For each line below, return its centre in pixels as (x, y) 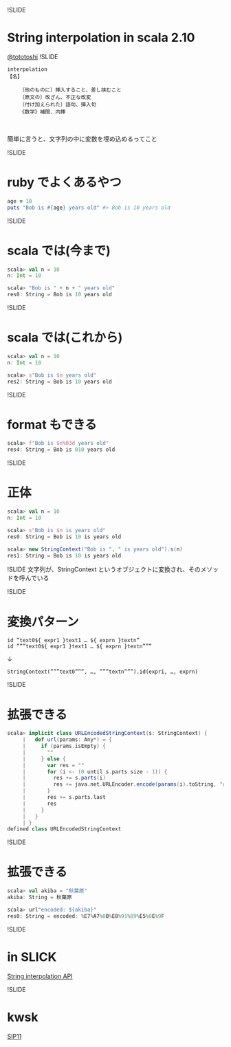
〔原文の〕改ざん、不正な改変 (55, 97)
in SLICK (32, 957)
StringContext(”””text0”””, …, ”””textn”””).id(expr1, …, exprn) (102, 672)
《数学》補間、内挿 (43, 112)
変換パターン (43, 622)
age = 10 (20, 201)
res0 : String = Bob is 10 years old (59, 295)
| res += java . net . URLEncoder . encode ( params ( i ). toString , (119, 784)
